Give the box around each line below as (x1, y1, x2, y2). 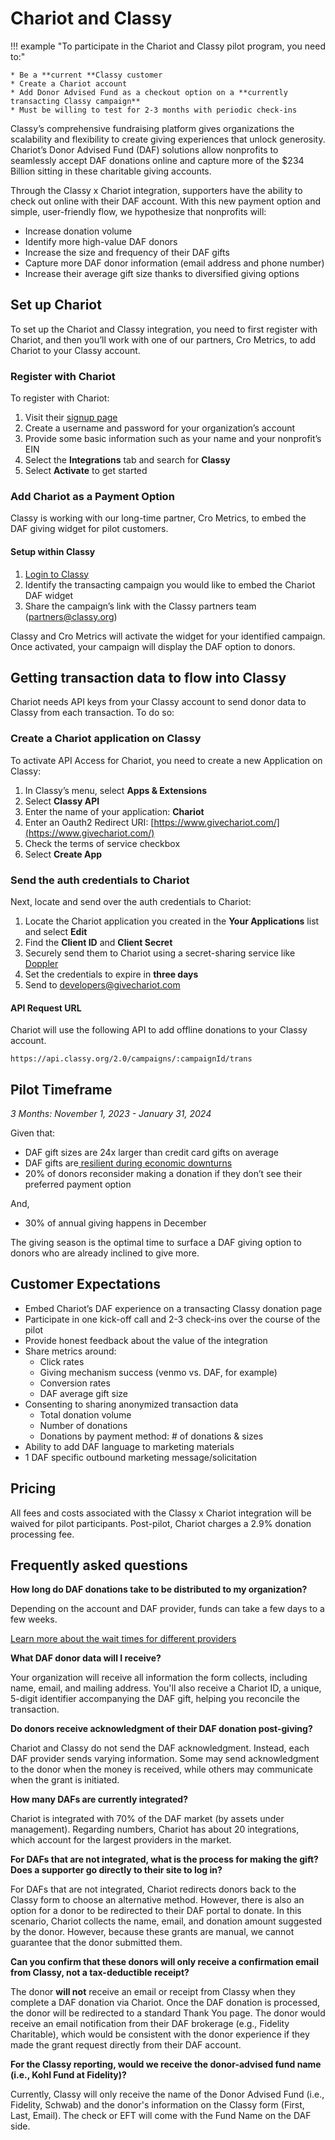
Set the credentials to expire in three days (24, 968, 199, 980)
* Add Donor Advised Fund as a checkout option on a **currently (10, 87, 288, 97)
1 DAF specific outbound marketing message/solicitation (24, 1451, 258, 1463)
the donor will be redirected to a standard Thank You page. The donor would (10, 2007, 326, 2019)
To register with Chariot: (10, 392, 110, 404)
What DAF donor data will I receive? (10, 1652, 162, 1664)
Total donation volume (39, 1408, 132, 1421)
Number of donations (39, 1419, 128, 1431)
